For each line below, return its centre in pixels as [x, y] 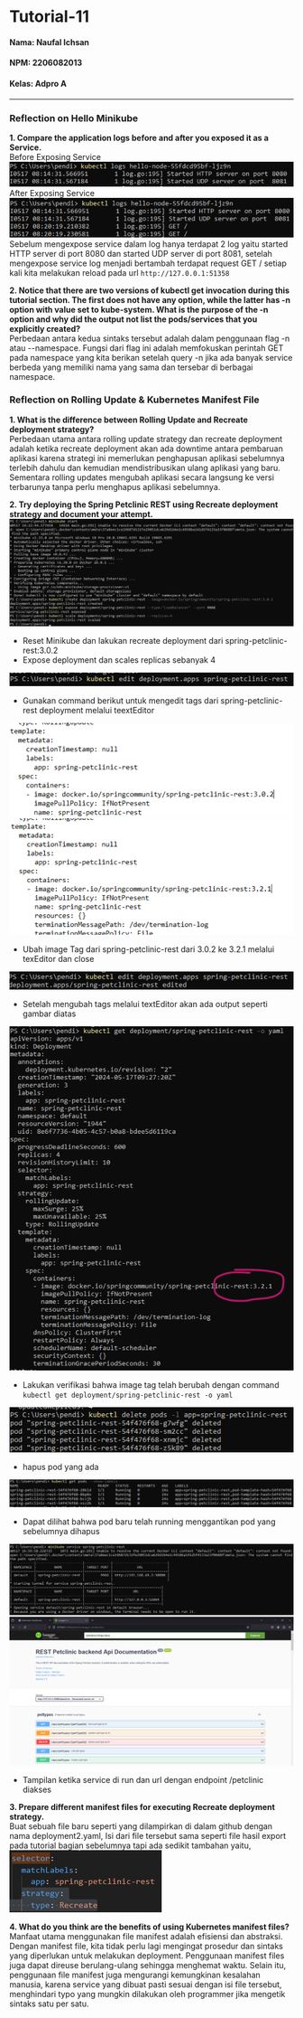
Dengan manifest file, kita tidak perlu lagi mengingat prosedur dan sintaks [147, 1946]
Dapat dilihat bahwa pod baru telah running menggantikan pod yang [149, 1522]
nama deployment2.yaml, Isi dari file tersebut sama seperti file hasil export [148, 1835]
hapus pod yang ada [60, 1467]
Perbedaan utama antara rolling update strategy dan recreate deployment [146, 438]
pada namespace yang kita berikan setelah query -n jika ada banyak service [151, 357]
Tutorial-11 [50, 17]
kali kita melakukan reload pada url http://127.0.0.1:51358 [119, 272]
